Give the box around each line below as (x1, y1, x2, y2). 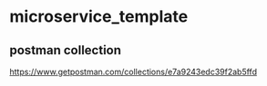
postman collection (9, 43, 121, 58)
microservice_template (9, 6, 189, 27)
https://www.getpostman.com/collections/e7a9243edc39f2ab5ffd (9, 66, 258, 77)
